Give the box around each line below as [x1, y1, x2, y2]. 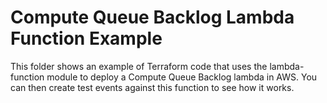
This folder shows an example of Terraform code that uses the [10, 60, 268, 72]
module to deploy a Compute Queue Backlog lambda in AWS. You [46, 71, 318, 83]
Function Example [10, 27, 163, 50]
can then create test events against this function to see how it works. [10, 81, 295, 93]
